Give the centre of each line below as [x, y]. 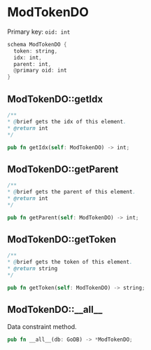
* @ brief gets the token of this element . [70, 262]
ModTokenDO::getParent [63, 169]
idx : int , [28, 58]
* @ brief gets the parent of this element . [72, 192]
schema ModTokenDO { [37, 44]
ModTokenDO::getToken [62, 239]
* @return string [33, 269]
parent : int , [33, 64]
